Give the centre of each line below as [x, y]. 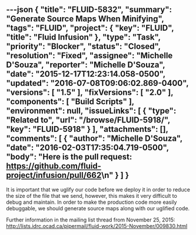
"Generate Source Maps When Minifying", [85, 19]
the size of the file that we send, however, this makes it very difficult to [92, 196]
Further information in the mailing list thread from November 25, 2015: [91, 220]
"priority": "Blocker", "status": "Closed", [83, 47]
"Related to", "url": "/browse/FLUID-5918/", [88, 120]
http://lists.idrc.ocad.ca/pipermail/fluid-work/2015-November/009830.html [97, 226]
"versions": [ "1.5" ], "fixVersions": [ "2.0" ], [90, 93]
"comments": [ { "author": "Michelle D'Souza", [94, 139]
